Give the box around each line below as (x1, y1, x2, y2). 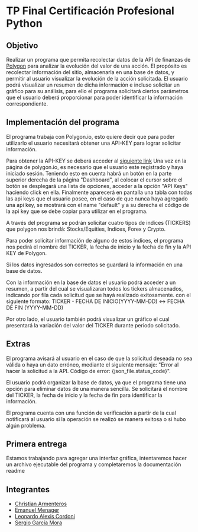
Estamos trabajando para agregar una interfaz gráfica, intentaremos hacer (6, 455, 187, 462)
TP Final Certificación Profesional (6, 4, 174, 18)
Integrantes (6, 485, 50, 495)
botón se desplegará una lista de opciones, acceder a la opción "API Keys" (6, 182, 188, 189)
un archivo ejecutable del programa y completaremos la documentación (6, 461, 181, 468)
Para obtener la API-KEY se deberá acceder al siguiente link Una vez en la (6, 157, 187, 164)
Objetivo (6, 40, 38, 50)
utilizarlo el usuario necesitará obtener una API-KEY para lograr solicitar (6, 139, 181, 146)
